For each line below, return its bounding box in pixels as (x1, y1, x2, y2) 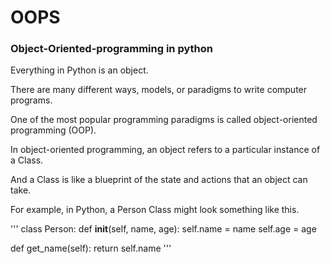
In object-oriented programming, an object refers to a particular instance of (10, 144, 321, 156)
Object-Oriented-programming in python (10, 42, 213, 56)
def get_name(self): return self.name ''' (10, 242, 172, 255)
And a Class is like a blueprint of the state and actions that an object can (10, 174, 308, 186)
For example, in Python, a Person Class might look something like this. (10, 204, 300, 216)
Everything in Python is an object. (10, 64, 149, 76)
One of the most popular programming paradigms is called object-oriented (10, 114, 318, 126)
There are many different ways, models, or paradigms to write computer (10, 84, 308, 96)
